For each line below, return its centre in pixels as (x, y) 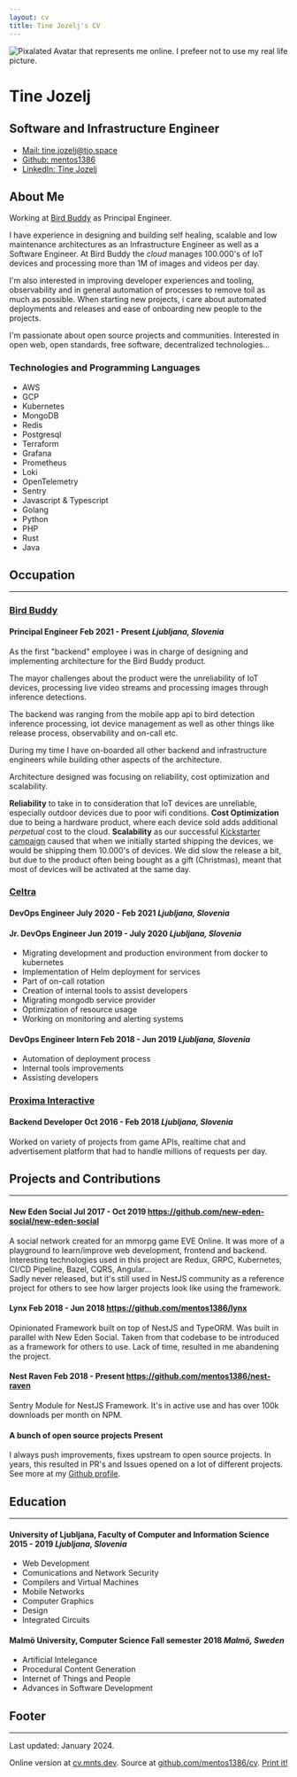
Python (35, 518)
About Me (37, 196)
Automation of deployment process (86, 1059)
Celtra (23, 892)
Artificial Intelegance (60, 1660)
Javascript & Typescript (65, 500)
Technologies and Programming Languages (105, 368)
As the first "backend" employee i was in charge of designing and (129, 651)
